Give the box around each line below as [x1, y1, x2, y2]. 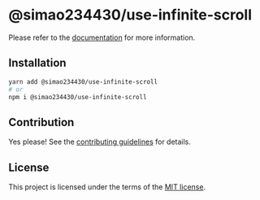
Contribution [8, 115, 75, 129]
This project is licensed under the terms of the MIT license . [8, 182, 206, 192]
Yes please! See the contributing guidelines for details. [8, 137, 191, 147]
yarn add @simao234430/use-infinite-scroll [8, 77, 158, 86]
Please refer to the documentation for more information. [8, 33, 196, 42]
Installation [8, 56, 67, 70]
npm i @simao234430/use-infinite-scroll [8, 93, 148, 101]
